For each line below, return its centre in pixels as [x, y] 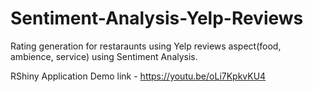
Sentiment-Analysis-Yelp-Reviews [157, 18]
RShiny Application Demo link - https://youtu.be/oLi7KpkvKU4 [138, 76]
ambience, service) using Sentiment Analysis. [104, 56]
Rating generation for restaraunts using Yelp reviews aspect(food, [146, 46]
